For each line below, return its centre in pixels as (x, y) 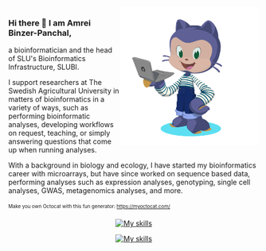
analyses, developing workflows (61, 125)
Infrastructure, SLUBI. (44, 67)
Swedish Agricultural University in (64, 91)
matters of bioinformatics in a (57, 99)
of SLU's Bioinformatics (47, 59)
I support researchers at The (55, 83)
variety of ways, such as (49, 108)
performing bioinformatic (49, 116)
